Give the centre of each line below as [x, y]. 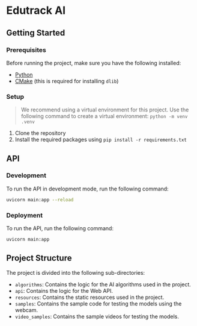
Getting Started [36, 33]
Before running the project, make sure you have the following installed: [94, 63]
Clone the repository [40, 133]
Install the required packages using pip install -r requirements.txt [101, 140]
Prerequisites [26, 50]
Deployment [25, 215]
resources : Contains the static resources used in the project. [89, 297]
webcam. [26, 310]
